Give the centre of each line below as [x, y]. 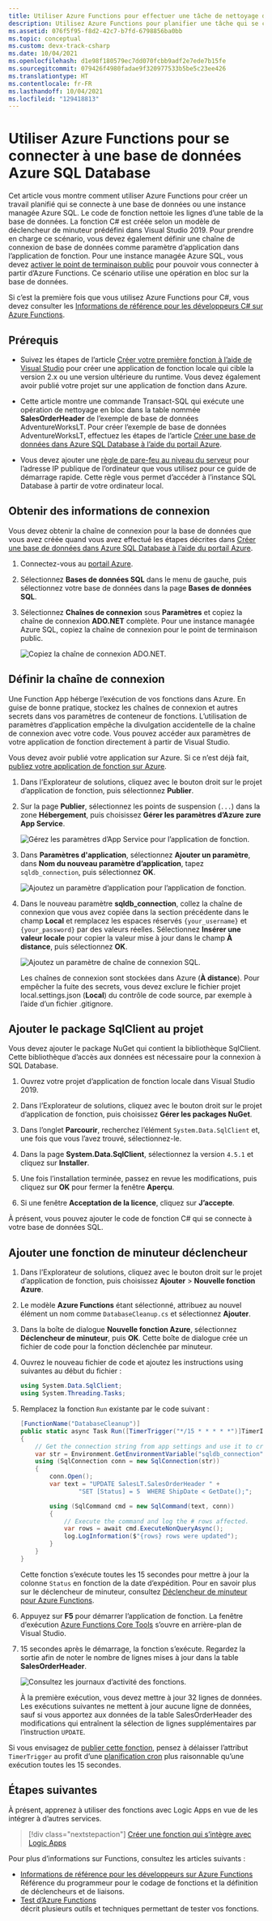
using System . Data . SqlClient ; [71, 1386]
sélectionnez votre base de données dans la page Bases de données [136, 587]
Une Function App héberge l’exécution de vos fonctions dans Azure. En [127, 698]
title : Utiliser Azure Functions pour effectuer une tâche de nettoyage [134, 16]
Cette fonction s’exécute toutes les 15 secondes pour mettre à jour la [134, 1574]
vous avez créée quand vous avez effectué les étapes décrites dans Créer [132, 539]
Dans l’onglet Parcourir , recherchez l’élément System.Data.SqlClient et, [140, 1130]
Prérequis [34, 340]
